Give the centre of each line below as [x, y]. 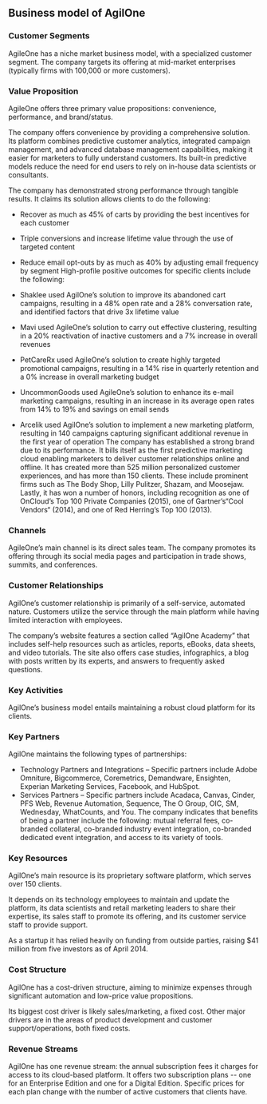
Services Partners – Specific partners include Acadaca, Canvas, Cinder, [137, 795]
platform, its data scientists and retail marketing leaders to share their [122, 908]
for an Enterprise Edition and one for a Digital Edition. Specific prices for [126, 1083]
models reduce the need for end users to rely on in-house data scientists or [132, 166]
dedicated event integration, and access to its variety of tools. [121, 838]
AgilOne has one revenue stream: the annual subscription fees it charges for [133, 1066]
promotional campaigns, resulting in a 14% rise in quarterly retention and [139, 368]
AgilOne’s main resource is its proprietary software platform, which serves [130, 875]
